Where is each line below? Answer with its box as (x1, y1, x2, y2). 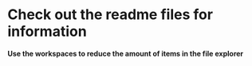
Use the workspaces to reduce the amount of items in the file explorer (7, 49, 244, 58)
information (7, 22, 87, 41)
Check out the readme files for (7, 6, 213, 24)
